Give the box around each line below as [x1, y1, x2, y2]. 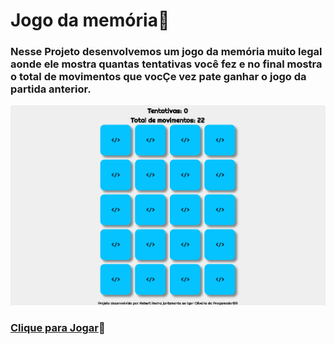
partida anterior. [10, 82, 92, 96]
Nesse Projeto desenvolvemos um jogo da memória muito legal [10, 45, 323, 59]
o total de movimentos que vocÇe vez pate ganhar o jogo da [10, 70, 307, 84]
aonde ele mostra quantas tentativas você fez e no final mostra [10, 57, 323, 71]
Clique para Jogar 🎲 [10, 320, 106, 334]
